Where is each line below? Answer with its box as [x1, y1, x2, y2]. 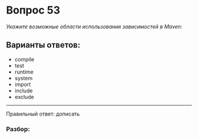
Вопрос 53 [6, 4, 61, 17]
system [14, 74, 33, 81]
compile [14, 55, 34, 62]
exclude [14, 93, 34, 100]
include [14, 87, 33, 94]
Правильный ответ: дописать [6, 110, 80, 117]
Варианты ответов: [6, 40, 81, 50]
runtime [14, 68, 34, 75]
